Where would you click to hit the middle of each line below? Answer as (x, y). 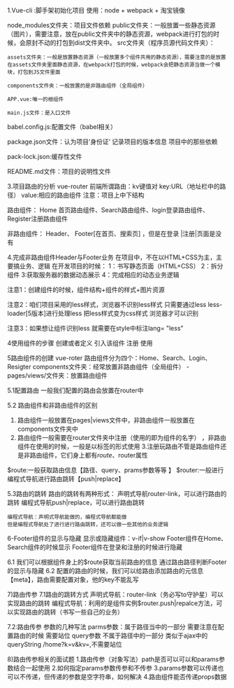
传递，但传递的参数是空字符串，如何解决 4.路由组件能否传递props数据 (126, 677)
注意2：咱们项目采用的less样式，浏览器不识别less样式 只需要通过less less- (115, 304)
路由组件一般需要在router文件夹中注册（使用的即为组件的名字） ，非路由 (122, 438)
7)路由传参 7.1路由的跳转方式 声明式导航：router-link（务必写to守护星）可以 (115, 594)
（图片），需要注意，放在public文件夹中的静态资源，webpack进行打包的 (110, 34)
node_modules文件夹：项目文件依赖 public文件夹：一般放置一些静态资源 (111, 25)
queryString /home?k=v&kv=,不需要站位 (65, 644)
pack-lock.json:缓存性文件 (45, 157)
